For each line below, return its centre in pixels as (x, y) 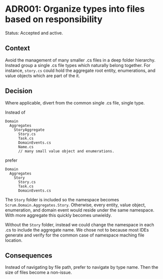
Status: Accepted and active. (34, 33)
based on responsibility (54, 19)
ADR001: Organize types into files (75, 9)
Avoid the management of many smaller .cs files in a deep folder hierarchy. (80, 60)
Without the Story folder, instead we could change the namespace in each (80, 225)
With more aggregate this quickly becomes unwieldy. (59, 215)
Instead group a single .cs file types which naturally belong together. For (78, 65)
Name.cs (26, 147)
